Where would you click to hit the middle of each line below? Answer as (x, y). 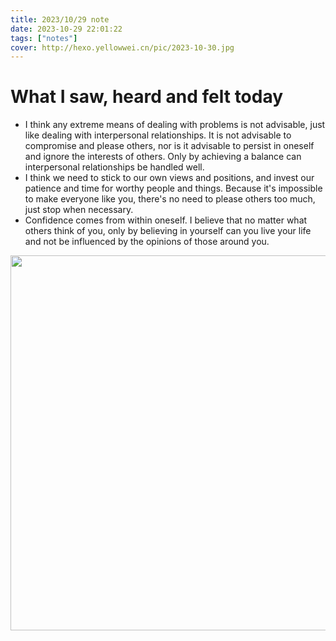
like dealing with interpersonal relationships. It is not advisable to (158, 135)
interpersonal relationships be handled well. (114, 167)
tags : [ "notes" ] (44, 38)
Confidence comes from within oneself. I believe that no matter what (166, 220)
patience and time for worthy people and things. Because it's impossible (173, 188)
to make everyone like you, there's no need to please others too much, (170, 199)
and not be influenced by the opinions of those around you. (147, 242)
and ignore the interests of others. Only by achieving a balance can (163, 157)
